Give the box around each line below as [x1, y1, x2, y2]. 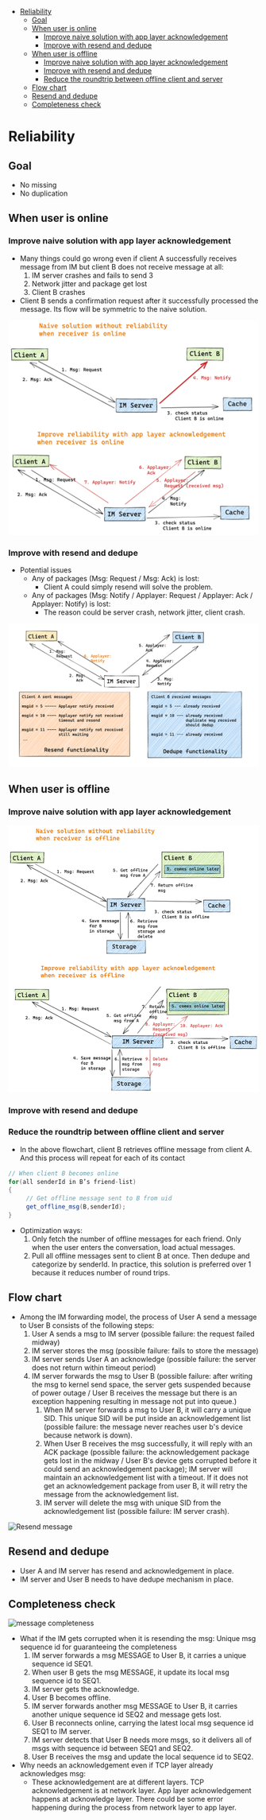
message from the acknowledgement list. [43, 1489, 179, 1499]
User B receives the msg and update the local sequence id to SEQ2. [31, 1752, 254, 1762]
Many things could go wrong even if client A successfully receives [19, 254, 237, 263]
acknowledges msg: [19, 1769, 86, 1779]
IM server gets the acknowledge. [31, 1685, 140, 1694]
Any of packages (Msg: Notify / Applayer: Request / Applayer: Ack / [31, 591, 253, 600]
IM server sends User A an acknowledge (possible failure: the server [31, 1354, 256, 1364]
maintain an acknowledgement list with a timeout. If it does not [43, 1473, 249, 1482]
